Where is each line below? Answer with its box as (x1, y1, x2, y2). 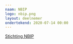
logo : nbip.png (5, 11, 36, 16)
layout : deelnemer (5, 16, 42, 21)
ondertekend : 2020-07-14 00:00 (5, 20, 69, 25)
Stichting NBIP (5, 33, 34, 39)
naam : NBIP (5, 7, 27, 12)
